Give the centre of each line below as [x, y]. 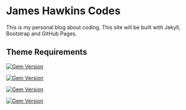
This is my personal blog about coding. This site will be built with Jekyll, [93, 27]
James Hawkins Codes [63, 11]
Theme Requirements [47, 52]
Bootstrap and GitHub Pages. [42, 33]
